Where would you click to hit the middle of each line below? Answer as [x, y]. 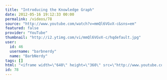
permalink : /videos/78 [29, 19]
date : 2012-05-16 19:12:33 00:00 [40, 14]
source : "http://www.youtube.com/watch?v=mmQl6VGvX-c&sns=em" [71, 24]
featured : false [22, 28]
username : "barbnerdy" [33, 51]
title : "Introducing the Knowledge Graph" [50, 10]
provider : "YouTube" [27, 33]
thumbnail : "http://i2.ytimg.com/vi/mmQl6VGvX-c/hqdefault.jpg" [73, 38]
